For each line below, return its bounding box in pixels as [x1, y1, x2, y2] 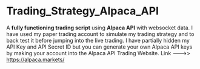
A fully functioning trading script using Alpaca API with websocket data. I [6, 24, 193, 31]
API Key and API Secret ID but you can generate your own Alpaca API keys [6, 43, 193, 50]
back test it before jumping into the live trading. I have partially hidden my [6, 37, 190, 44]
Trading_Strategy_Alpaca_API [6, 4, 159, 18]
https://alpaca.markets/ [6, 56, 65, 63]
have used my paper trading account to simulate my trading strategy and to [6, 30, 195, 37]
